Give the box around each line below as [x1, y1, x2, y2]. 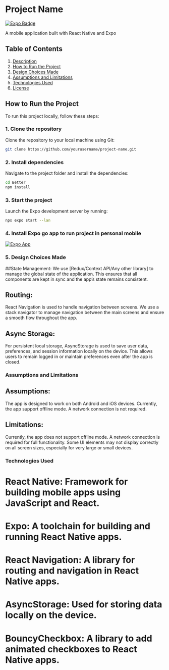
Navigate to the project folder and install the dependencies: [5, 170, 129, 176]
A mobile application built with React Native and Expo [5, 30, 117, 36]
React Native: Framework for [5, 476, 128, 487]
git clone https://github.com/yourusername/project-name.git [5, 146, 137, 152]
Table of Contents [5, 44, 63, 54]
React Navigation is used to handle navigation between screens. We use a [5, 304, 159, 310]
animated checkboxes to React [5, 643, 138, 655]
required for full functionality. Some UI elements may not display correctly [5, 439, 159, 445]
